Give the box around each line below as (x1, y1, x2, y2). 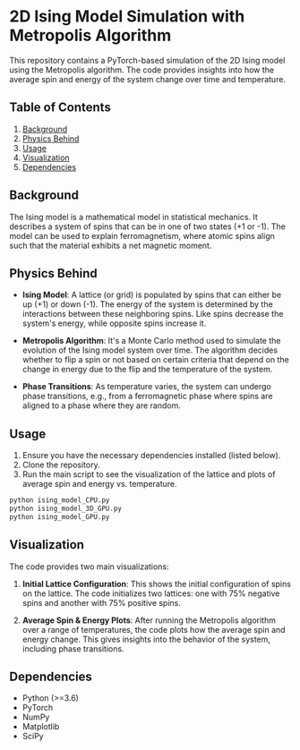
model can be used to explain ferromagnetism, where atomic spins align (9, 230, 275, 241)
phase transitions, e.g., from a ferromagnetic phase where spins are (21, 391, 273, 402)
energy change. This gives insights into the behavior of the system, (21, 634, 271, 644)
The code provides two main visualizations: (9, 561, 169, 572)
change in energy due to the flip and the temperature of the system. (21, 364, 273, 375)
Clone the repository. (21, 459, 100, 471)
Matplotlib (21, 721, 60, 732)
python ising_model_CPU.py (9, 496, 110, 505)
